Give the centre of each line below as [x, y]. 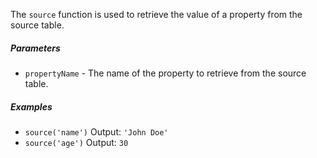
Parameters [35, 48]
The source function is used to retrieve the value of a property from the [156, 14]
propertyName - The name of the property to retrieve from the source [165, 73]
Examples [31, 106]
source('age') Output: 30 [76, 142]
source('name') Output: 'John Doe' [96, 131]
